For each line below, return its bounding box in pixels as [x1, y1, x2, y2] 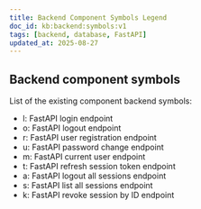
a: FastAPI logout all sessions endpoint [22, 170, 167, 181]
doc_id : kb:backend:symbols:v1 [9, 22, 127, 31]
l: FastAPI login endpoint [22, 114, 114, 124]
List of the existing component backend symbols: [9, 95, 192, 106]
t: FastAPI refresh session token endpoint [22, 161, 176, 172]
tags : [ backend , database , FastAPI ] [9, 30, 147, 39]
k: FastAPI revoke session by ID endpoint [22, 190, 175, 201]
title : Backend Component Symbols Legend [9, 13, 168, 23]
